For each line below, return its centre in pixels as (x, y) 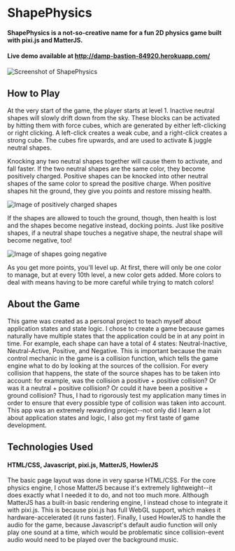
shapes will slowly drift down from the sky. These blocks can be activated (114, 117)
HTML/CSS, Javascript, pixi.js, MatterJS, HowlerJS (83, 465)
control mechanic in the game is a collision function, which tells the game (113, 358)
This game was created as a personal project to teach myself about (104, 321)
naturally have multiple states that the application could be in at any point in (116, 336)
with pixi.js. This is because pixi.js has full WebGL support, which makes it (114, 510)
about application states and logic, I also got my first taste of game (103, 417)
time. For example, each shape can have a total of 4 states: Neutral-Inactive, (117, 343)
